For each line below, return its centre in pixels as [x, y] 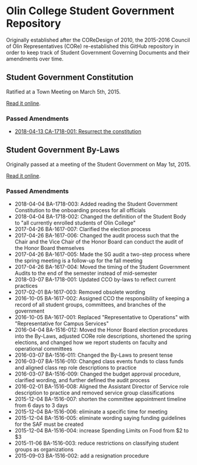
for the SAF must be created [49, 424]
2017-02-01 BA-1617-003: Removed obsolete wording [80, 292]
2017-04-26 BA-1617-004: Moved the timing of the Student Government [102, 267]
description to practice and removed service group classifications [95, 393]
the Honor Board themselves [49, 248]
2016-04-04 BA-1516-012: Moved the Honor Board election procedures [101, 330]
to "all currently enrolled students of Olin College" [75, 223]
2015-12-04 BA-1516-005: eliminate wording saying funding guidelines [100, 418]
